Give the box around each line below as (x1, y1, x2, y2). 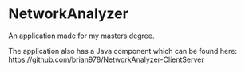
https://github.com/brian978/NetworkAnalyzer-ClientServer (8, 55, 205, 64)
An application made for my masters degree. (8, 31, 155, 40)
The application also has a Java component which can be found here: (8, 46, 238, 55)
